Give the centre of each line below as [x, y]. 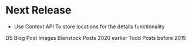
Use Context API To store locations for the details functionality [89, 26]
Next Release [38, 10]
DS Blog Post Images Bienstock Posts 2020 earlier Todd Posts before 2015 [96, 38]
